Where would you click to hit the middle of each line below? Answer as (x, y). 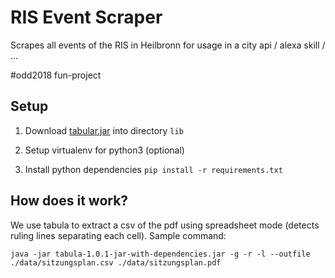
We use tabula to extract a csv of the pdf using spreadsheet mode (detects (165, 225)
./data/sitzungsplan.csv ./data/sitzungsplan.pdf (116, 262)
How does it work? (69, 201)
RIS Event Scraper (86, 17)
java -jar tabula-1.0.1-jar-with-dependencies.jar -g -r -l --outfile (160, 254)
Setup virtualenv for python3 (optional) (104, 150)
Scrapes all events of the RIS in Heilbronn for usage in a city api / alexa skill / (168, 45)
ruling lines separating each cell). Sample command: (118, 235)
